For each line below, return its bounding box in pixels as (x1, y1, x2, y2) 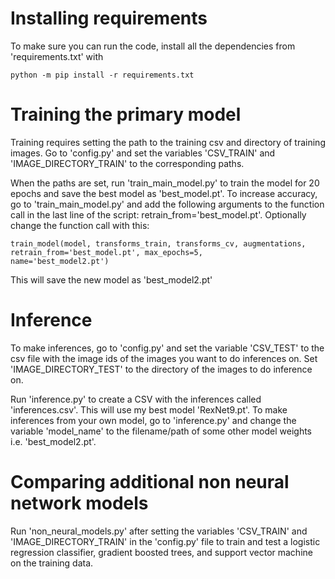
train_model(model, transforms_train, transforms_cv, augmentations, (10, 238, 307, 249)
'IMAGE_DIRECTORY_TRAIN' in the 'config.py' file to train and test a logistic (10, 535, 321, 547)
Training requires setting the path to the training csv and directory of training (10, 136, 326, 148)
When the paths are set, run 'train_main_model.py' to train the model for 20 (10, 177, 320, 189)
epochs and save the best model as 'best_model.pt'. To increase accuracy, (10, 187, 318, 199)
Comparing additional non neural (10, 471, 290, 493)
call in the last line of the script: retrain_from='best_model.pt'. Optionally (10, 208, 307, 221)
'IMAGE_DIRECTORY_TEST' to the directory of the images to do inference (10, 363, 313, 375)
